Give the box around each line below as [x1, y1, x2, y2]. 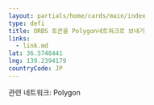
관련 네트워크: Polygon [8, 87, 81, 97]
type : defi [8, 19, 45, 27]
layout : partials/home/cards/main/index [8, 11, 147, 20]
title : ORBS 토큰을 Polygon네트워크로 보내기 [8, 27, 145, 35]
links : [8, 34, 31, 43]
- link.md [15, 42, 48, 50]
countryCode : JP [8, 65, 63, 73]
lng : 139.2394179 [8, 57, 67, 65]
